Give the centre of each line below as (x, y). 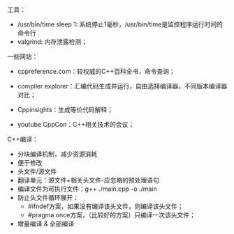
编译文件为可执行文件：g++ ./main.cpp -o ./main (87, 189)
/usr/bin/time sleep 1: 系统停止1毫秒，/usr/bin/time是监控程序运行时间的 (120, 24)
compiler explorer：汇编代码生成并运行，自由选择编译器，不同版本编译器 (122, 86)
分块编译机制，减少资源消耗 (57, 154)
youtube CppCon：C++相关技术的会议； (76, 124)
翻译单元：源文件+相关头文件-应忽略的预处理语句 (88, 180)
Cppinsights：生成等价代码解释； (65, 110)
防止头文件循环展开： (48, 197)
